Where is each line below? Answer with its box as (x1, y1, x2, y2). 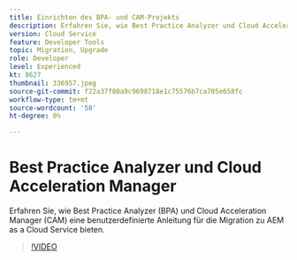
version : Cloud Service (9, 29, 97, 38)
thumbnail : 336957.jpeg (9, 79, 97, 88)
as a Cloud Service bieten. (9, 225, 105, 235)
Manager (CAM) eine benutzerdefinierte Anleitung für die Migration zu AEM (9, 215, 285, 226)
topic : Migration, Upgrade (9, 46, 109, 55)
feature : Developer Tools (9, 37, 104, 47)
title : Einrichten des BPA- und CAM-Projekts (9, 12, 179, 22)
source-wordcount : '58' (9, 103, 97, 112)
